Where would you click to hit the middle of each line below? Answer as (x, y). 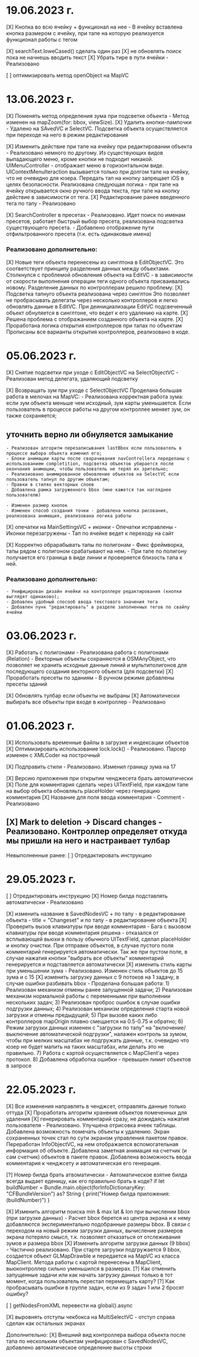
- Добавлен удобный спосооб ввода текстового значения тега (82, 602)
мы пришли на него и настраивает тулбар (88, 841)
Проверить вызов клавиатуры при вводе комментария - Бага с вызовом (99, 926)
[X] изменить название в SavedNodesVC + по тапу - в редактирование (96, 914)
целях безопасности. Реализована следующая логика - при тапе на (92, 184)
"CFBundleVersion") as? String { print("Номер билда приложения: (88, 1193)
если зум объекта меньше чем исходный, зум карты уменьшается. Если (99, 403)
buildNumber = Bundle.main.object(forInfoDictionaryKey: (76, 1187)
